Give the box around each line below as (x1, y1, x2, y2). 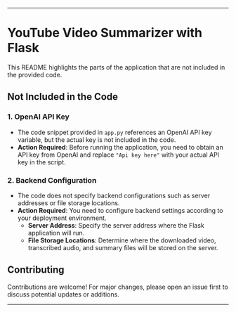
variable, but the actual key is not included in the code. (17, 135, 176, 144)
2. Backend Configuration (7, 175, 97, 185)
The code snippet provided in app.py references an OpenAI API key (17, 128, 212, 136)
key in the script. (17, 157, 66, 166)
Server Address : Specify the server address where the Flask (27, 221, 205, 229)
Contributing (7, 264, 65, 276)
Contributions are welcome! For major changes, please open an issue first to (7, 282, 228, 291)
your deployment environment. (17, 214, 107, 222)
